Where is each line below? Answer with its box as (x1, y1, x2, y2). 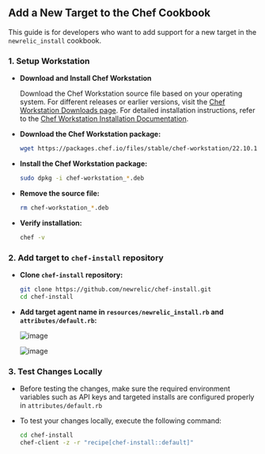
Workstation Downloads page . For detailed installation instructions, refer (19, 106, 256, 115)
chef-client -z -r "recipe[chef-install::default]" (19, 438, 194, 446)
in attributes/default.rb (19, 400, 103, 410)
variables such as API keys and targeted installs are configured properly (19, 392, 255, 402)
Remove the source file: (19, 188, 100, 198)
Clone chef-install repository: (19, 270, 123, 279)
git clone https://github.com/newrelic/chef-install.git (19, 285, 212, 293)
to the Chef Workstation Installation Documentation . (19, 114, 189, 123)
